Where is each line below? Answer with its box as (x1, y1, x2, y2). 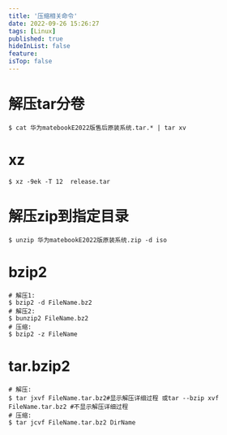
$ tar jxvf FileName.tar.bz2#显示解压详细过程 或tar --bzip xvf (8, 394, 219, 402)
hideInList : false (8, 42, 71, 50)
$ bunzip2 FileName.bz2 (8, 314, 89, 322)
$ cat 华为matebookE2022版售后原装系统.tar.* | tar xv (8, 124, 186, 132)
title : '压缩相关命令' (8, 11, 78, 20)
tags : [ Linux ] (8, 27, 57, 35)
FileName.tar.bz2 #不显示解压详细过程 (8, 402, 128, 411)
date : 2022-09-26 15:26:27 (8, 20, 100, 28)
